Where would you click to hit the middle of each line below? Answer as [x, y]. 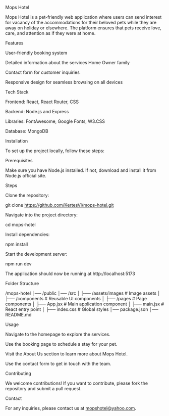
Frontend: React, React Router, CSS [42, 102]
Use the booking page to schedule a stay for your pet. [61, 344]
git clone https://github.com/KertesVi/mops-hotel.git [60, 205]
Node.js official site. [26, 176]
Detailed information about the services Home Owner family [68, 62]
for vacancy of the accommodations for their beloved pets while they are [81, 22]
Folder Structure [22, 283]
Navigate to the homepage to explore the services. [58, 334]
